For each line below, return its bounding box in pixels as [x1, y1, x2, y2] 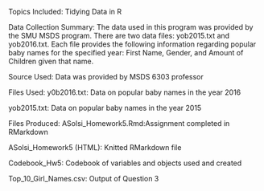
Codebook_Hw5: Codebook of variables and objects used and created [8, 158, 242, 168]
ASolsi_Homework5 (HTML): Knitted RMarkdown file [8, 143, 182, 152]
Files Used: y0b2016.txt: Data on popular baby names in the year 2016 [8, 87, 241, 97]
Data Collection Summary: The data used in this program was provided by [8, 22, 254, 31]
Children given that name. [8, 56, 94, 66]
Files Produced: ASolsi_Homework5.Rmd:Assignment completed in [8, 119, 230, 128]
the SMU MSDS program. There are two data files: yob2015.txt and [8, 31, 230, 40]
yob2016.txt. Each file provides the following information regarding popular [8, 39, 257, 49]
